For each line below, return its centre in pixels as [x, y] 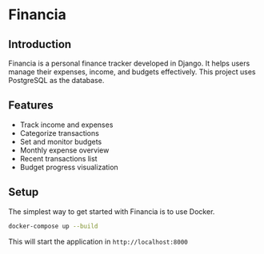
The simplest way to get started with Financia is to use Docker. [112, 211]
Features [31, 105]
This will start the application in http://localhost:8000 [98, 241]
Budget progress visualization [69, 167]
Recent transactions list [58, 158]
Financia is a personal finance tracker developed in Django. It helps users [129, 63]
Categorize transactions [60, 133]
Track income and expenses [66, 125]
